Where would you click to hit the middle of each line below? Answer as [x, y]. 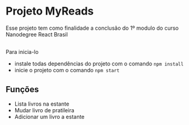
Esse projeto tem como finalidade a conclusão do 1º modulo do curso [92, 28]
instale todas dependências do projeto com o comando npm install [99, 64]
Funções [22, 89]
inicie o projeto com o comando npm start [67, 70]
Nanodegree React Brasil [37, 34]
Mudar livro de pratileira [44, 110]
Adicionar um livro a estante [49, 117]
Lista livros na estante [42, 104]
